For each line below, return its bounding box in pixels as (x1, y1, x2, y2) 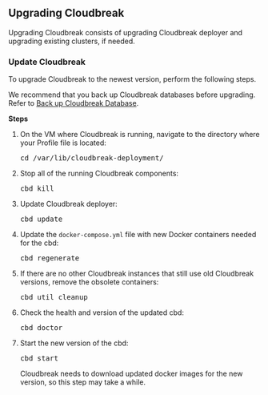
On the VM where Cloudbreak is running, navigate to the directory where (19, 130, 260, 139)
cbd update (19, 215, 63, 224)
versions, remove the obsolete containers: (19, 277, 159, 287)
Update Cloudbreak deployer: (19, 200, 118, 209)
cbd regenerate (19, 254, 80, 263)
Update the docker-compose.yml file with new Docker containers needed (19, 230, 257, 240)
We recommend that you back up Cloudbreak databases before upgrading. (8, 90, 256, 99)
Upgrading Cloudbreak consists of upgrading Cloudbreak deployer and (8, 27, 242, 37)
